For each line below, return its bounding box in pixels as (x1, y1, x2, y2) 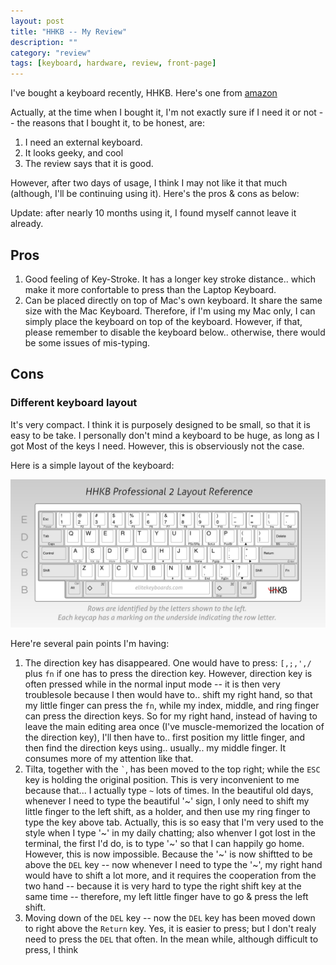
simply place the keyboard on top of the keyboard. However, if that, (24, 315, 303, 327)
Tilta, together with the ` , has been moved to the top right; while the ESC (24, 763, 321, 775)
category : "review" (10, 48, 92, 58)
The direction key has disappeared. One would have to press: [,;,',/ (24, 656, 312, 669)
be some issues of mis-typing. (24, 336, 151, 349)
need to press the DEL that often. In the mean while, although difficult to (24, 933, 319, 945)
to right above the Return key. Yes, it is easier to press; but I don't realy (24, 922, 317, 934)
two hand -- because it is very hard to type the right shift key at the (24, 880, 302, 892)
